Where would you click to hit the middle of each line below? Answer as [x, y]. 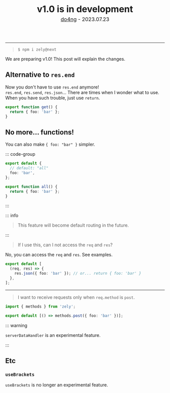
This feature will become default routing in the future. [73, 225]
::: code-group [20, 154]
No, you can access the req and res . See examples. [59, 255]
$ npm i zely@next [37, 50]
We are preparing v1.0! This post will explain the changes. [65, 59]
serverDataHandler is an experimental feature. [53, 335]
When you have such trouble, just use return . [53, 98]
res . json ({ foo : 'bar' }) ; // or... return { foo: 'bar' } [78, 274]
